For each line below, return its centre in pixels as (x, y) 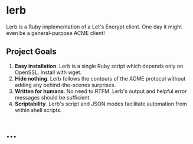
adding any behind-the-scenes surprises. (65, 85)
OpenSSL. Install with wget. (48, 72)
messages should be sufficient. (53, 97)
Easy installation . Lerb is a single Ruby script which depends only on (99, 66)
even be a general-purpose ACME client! (55, 33)
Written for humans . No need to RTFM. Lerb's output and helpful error (101, 91)
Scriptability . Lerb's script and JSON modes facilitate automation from (101, 104)
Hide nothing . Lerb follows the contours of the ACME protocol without (100, 78)
